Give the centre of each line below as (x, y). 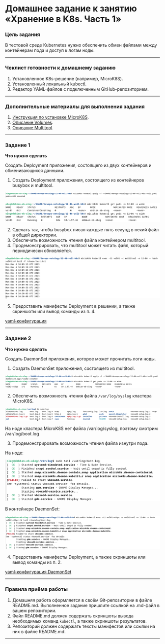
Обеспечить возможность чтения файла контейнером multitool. (79, 240)
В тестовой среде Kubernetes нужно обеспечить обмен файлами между (81, 45)
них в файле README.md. (39, 631)
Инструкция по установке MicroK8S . (51, 117)
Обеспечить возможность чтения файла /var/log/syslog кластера (82, 396)
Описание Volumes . (33, 123)
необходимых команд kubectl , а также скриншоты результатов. (79, 621)
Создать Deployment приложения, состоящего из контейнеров (78, 180)
